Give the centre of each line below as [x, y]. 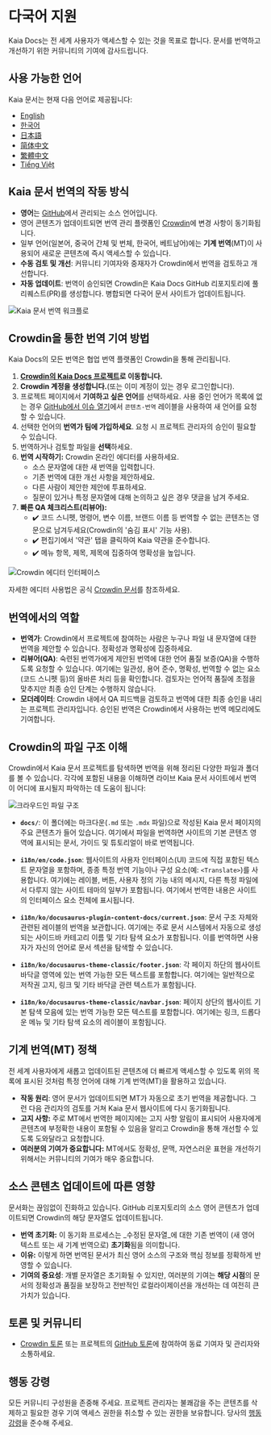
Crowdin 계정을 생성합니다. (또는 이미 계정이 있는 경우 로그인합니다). [127, 386]
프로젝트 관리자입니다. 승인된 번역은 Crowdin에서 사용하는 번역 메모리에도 [145, 709]
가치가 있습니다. [45, 1295]
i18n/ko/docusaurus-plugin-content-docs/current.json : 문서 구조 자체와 [139, 917]
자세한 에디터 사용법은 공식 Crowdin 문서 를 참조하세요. [94, 590]
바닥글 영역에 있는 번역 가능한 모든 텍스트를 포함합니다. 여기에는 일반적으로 [138, 974]
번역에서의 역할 [44, 617]
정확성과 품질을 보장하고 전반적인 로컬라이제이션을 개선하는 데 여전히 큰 [147, 1285]
